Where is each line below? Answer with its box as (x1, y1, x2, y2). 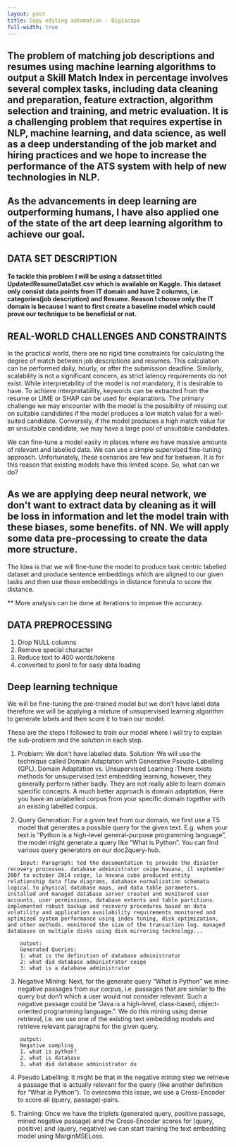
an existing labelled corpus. (17, 802, 98, 810)
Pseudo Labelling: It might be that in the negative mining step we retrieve (17, 1073, 230, 1082)
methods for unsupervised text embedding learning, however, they (17, 772, 211, 781)
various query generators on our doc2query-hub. (17, 846, 161, 854)
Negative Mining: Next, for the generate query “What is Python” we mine (17, 977, 229, 986)
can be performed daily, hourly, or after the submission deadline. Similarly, (7, 363, 223, 372)
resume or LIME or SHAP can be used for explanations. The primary (7, 394, 204, 402)
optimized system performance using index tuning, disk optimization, (7, 915, 219, 923)
